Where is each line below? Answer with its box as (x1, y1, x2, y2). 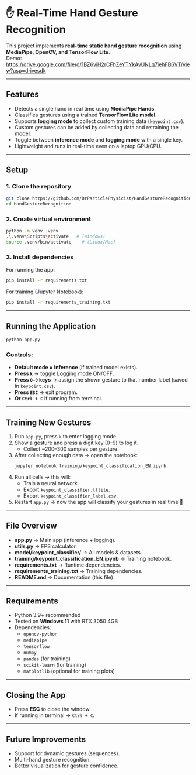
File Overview (6, 521, 57, 531)
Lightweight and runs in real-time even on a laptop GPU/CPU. (14, 142, 162, 149)
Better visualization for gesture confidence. (14, 762, 119, 769)
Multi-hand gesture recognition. (14, 756, 92, 763)
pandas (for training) (23, 655, 71, 662)
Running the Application (6, 321, 96, 331)
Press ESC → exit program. (14, 389, 78, 396)
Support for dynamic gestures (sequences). (14, 750, 120, 757)
